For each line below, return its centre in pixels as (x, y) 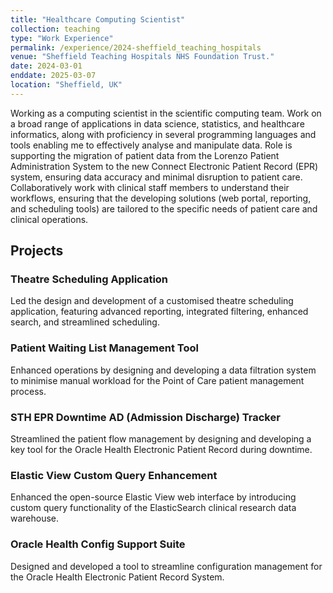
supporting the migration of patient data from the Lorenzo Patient (145, 155)
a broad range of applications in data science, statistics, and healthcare (157, 123)
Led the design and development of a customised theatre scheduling (152, 301)
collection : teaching (55, 29)
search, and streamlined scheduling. (85, 322)
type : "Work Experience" (62, 38)
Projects (37, 251)
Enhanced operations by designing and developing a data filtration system (163, 370)
